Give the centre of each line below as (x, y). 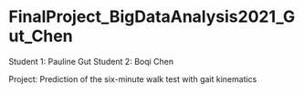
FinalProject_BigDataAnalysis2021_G (152, 17)
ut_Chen (41, 36)
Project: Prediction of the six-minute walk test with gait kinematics (133, 78)
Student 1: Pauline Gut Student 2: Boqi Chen (91, 61)
